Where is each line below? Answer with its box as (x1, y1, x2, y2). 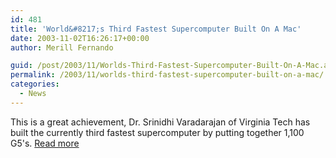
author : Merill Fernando (10, 42, 114, 53)
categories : (10, 79, 60, 90)
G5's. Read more (10, 137, 80, 149)
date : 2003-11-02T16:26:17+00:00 (10, 33, 150, 43)
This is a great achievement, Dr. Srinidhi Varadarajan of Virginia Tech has (10, 116, 311, 128)
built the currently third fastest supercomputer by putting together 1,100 (10, 126, 305, 138)
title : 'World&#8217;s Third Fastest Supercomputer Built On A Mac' (10, 24, 302, 34)
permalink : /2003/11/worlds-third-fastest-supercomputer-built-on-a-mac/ (10, 70, 325, 80)
